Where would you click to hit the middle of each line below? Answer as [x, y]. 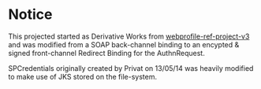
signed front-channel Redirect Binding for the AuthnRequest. [106, 53]
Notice [30, 15]
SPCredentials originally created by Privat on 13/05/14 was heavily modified [131, 68]
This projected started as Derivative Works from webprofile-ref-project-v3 [129, 36]
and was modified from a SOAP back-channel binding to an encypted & [124, 44]
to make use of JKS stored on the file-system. [83, 76]
